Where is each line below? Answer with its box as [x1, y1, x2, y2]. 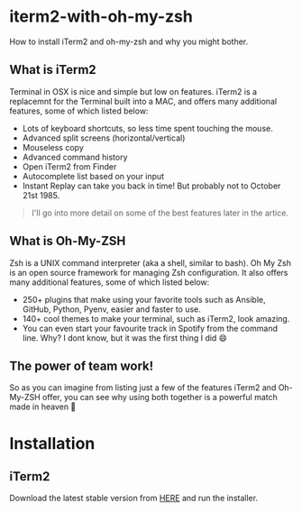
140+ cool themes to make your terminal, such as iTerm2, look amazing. [22, 313, 290, 324]
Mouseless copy [22, 142, 84, 152]
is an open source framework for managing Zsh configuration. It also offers [9, 267, 288, 278]
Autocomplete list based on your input [22, 170, 165, 181]
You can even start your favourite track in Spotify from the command [22, 323, 278, 334]
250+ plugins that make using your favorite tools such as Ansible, [22, 294, 266, 305]
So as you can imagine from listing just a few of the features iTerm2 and [9, 382, 277, 393]
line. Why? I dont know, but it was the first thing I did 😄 [22, 332, 228, 343]
